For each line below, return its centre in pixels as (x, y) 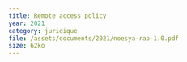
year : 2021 (27, 23)
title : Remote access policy (57, 16)
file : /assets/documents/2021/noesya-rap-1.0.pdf (94, 38)
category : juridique (43, 31)
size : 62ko (27, 46)
